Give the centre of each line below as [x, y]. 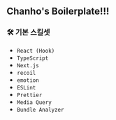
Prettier [29, 95]
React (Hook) [36, 51]
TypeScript [32, 58]
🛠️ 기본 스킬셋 [28, 33]
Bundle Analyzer [40, 110]
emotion [28, 80]
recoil [26, 73]
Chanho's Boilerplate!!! [58, 11]
